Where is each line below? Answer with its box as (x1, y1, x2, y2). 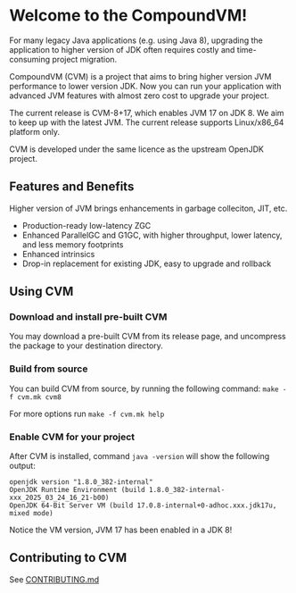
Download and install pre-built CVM (9, 311, 168, 323)
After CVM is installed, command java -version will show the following (9, 451, 270, 462)
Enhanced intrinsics (21, 248, 95, 259)
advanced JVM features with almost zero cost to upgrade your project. (9, 90, 270, 101)
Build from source (9, 363, 88, 375)
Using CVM (9, 284, 74, 299)
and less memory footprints (21, 238, 124, 250)
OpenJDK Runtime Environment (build (9, 486, 145, 495)
